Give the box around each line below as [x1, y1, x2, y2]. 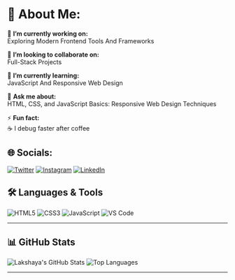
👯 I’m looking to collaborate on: [7, 50, 99, 59]
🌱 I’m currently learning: [7, 71, 80, 80]
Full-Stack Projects [7, 57, 62, 66]
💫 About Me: [7, 6, 81, 22]
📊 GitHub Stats [7, 236, 76, 248]
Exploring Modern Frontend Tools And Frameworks [7, 36, 155, 45]
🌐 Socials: [7, 147, 53, 159]
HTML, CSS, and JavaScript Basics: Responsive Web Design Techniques [7, 99, 217, 108]
